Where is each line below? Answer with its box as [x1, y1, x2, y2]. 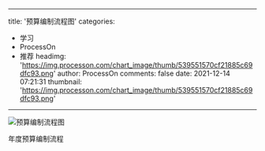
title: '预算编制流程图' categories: [8, 17, 116, 26]
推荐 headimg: [19, 52, 67, 61]
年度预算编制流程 [8, 134, 64, 143]
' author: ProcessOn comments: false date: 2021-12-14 [53, 68, 230, 78]
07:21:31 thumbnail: [19, 77, 83, 87]
